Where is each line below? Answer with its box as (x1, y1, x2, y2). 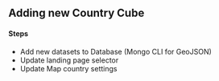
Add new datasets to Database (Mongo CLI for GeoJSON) (19, 47, 212, 56)
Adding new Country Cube (8, 6, 145, 20)
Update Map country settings (19, 63, 118, 73)
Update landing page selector (19, 55, 119, 65)
